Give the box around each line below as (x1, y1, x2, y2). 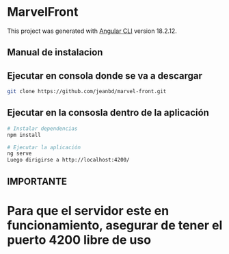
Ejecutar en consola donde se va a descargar (7, 70, 203, 81)
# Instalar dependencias (7, 125, 78, 132)
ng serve (7, 150, 32, 157)
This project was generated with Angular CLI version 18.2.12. (7, 27, 178, 35)
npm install (7, 131, 41, 138)
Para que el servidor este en (7, 203, 170, 218)
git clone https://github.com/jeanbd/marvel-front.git (7, 88, 167, 95)
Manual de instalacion (7, 47, 103, 58)
